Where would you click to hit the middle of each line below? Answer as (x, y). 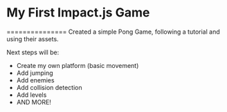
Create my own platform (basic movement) (78, 65)
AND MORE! (34, 102)
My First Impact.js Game (78, 13)
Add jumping (35, 73)
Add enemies (35, 80)
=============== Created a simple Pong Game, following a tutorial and (113, 32)
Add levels (31, 95)
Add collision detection (49, 87)
